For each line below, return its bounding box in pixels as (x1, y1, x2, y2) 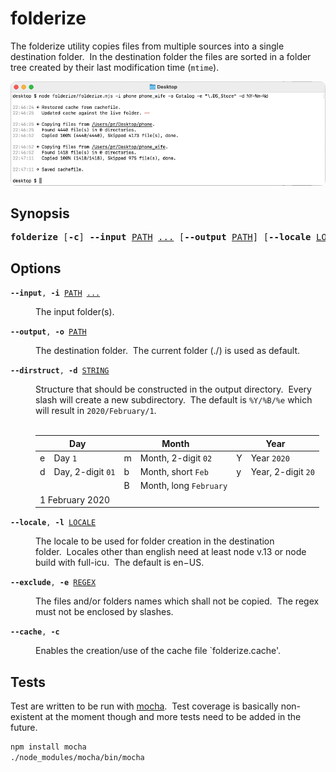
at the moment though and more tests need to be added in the (44, 710, 302, 722)
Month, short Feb (139, 466, 209, 478)
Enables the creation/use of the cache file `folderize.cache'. (35, 645, 282, 657)
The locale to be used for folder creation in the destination (35, 535, 275, 547)
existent (10, 710, 43, 722)
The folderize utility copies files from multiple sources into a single (10, 40, 285, 52)
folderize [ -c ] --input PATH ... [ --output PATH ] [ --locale (10, 232, 312, 243)
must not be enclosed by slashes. (35, 606, 174, 618)
